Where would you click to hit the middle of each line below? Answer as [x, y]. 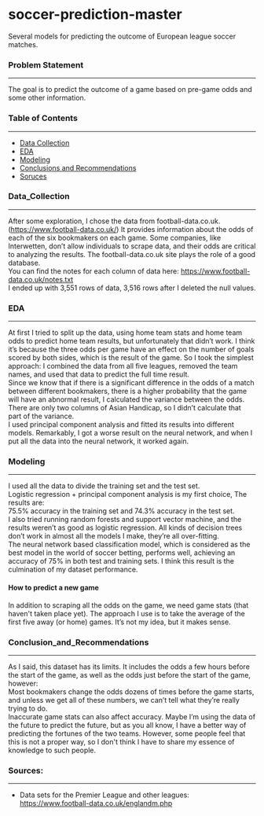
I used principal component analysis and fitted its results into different [121, 425]
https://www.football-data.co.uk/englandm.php [96, 803]
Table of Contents [43, 118]
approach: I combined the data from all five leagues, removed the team [123, 366]
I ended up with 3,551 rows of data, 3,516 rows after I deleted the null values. [132, 288]
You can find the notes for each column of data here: [93, 271]
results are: [26, 503]
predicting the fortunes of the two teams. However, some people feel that [127, 733]
